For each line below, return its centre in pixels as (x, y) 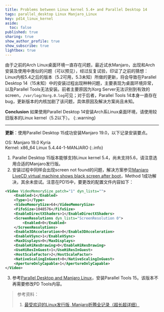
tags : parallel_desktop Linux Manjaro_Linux (51, 14)
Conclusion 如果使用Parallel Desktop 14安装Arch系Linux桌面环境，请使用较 (81, 111)
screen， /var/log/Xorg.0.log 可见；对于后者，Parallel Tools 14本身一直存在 (81, 95)
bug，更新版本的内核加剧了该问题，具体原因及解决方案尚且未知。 (71, 101)
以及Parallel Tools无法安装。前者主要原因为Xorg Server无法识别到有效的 (78, 89)
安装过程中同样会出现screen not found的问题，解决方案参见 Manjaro (80, 170)
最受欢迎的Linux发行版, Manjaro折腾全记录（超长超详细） (82, 305)
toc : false (20, 28)
